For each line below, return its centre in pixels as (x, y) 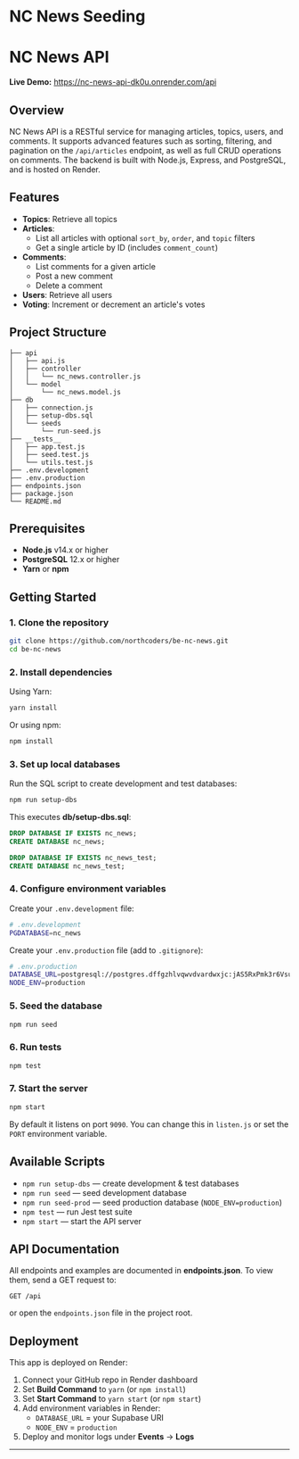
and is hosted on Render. (55, 169)
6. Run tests (36, 1048)
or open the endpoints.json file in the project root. (101, 1313)
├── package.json (41, 493)
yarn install (33, 708)
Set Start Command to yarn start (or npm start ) (112, 1399)
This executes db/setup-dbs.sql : (70, 817)
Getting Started (53, 597)
